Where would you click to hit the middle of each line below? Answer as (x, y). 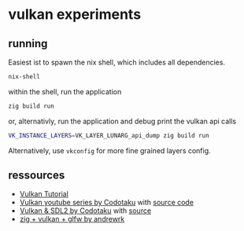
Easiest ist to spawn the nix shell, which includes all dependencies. (117, 62)
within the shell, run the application (65, 91)
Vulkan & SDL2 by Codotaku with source (85, 211)
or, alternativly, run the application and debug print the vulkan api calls (122, 121)
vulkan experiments (75, 15)
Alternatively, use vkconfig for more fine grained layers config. (109, 150)
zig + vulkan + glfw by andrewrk (72, 219)
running (28, 44)
